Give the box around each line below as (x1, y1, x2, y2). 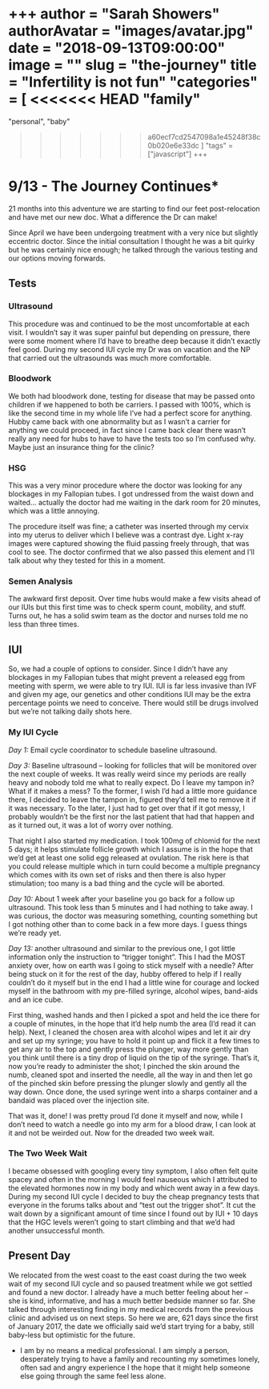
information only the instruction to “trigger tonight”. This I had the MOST (8, 952, 246, 962)
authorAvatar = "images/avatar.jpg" (8, 22, 254, 40)
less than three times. (8, 619, 80, 630)
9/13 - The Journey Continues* (8, 177, 219, 196)
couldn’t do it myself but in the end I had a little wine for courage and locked (8, 978, 259, 987)
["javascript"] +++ (147, 149, 208, 159)
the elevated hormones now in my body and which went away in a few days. (8, 1183, 260, 1193)
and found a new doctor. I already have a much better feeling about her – (8, 1287, 249, 1297)
